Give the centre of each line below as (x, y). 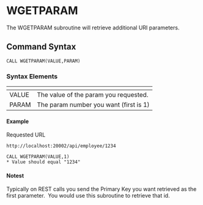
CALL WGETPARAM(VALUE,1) (38, 157)
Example (18, 121)
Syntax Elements (32, 76)
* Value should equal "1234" (43, 162)
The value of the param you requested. (92, 95)
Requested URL (26, 135)
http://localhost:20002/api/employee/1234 (61, 146)
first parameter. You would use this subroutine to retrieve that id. (88, 196)
